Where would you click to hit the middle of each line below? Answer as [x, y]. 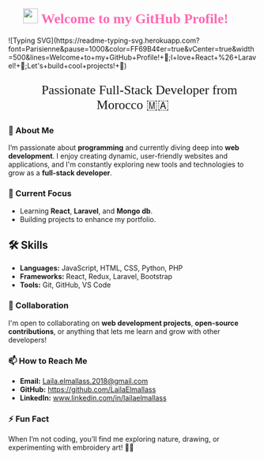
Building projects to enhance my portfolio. [88, 219]
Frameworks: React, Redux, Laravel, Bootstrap [96, 277]
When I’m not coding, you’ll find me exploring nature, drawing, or [114, 439]
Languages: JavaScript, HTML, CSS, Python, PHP [101, 268]
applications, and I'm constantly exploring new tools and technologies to [126, 165]
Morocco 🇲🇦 [133, 105]
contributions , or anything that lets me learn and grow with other [114, 331]
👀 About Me [31, 130]
